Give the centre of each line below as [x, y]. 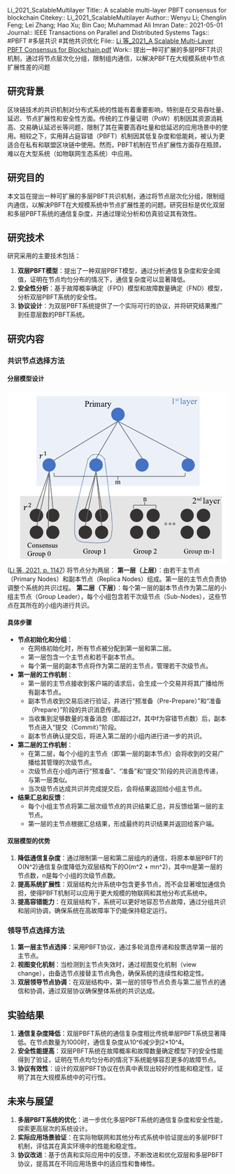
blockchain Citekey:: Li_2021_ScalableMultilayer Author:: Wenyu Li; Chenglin [117, 18]
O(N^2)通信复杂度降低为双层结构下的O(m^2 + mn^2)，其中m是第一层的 [120, 867]
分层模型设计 [26, 379]
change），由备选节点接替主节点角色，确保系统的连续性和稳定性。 [112, 973]
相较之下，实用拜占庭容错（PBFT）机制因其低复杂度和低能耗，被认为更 [122, 135]
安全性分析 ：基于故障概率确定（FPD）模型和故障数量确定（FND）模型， [122, 288]
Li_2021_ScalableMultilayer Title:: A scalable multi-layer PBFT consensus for [117, 10]
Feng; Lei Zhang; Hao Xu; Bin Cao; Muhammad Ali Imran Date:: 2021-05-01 [115, 25]
